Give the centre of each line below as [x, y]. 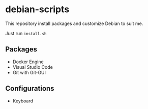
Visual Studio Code [33, 67]
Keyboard [23, 101]
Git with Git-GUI [29, 72]
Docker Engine [28, 62]
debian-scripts [37, 9]
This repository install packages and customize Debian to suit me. [74, 23]
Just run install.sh [26, 33]
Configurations [30, 88]
